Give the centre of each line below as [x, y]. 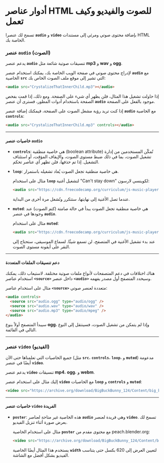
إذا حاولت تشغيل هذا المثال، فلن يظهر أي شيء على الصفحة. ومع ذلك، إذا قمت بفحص [82, 96]
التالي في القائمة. [21, 330]
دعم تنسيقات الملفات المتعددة [33, 262]
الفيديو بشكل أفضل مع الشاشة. [41, 455]
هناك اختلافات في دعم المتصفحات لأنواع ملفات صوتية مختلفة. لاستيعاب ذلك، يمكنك [80, 274]
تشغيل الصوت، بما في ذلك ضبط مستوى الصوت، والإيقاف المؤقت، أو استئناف [82, 157]
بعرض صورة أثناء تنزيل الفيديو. [40, 422]
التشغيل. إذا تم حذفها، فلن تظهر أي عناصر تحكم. [56, 162]
